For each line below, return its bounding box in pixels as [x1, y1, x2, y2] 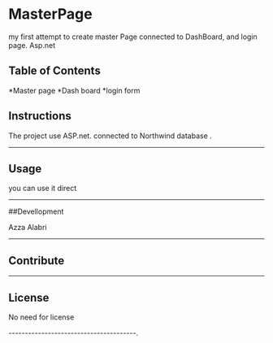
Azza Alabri [8, 223, 47, 232]
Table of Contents [8, 64, 102, 78]
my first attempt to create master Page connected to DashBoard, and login [8, 32, 258, 41]
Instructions [8, 109, 71, 123]
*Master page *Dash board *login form [8, 85, 141, 95]
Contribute [8, 254, 65, 267]
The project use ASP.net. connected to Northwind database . [8, 131, 213, 141]
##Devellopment [8, 206, 64, 216]
